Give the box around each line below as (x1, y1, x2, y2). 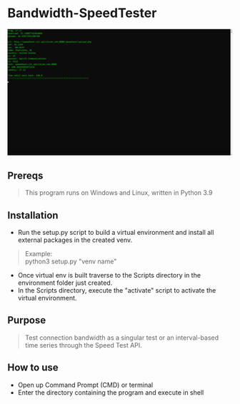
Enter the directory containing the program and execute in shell (17, 388, 204, 397)
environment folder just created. (17, 278, 113, 287)
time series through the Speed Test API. (24, 340, 143, 349)
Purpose (7, 314, 46, 326)
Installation (7, 209, 59, 221)
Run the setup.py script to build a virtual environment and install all (17, 228, 214, 237)
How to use (7, 362, 59, 374)
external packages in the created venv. (17, 236, 133, 244)
